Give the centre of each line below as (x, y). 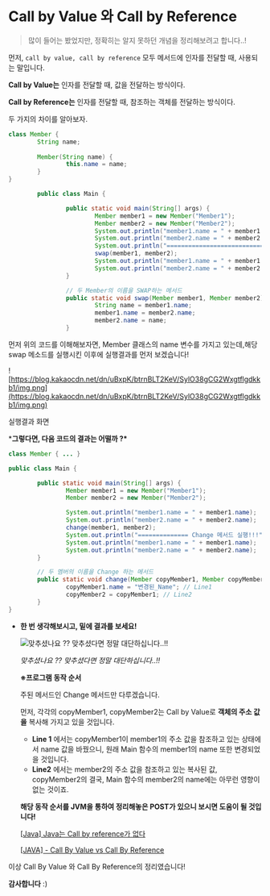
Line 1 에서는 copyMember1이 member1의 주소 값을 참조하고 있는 (136, 739)
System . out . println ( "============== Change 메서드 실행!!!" (164, 535)
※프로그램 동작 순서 (51, 677)
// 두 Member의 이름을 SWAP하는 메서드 (124, 290)
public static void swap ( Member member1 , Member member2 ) (165, 298)
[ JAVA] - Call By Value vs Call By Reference (92, 850)
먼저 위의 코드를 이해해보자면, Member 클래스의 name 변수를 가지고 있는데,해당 (133, 344)
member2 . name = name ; (131, 321)
